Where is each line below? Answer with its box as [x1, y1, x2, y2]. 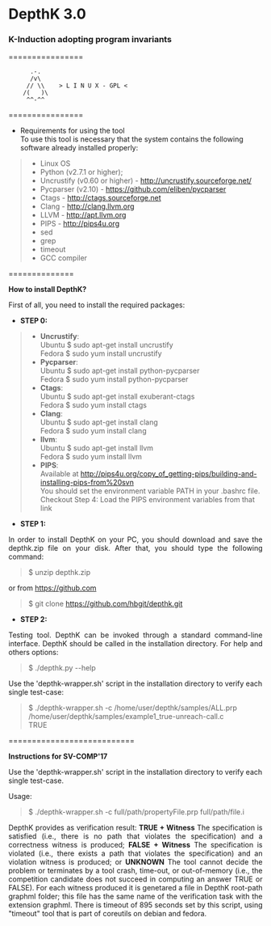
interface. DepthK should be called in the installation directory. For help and [8, 639, 263, 649]
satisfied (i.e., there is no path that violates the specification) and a [8, 831, 263, 841]
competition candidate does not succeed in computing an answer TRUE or [8, 874, 263, 884]
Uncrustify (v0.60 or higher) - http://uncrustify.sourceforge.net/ [40, 175, 252, 186]
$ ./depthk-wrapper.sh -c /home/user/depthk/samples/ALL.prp [27, 703, 238, 712]
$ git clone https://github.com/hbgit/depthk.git [27, 599, 183, 609]
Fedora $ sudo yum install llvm [40, 452, 143, 462]
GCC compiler [40, 253, 87, 263]
